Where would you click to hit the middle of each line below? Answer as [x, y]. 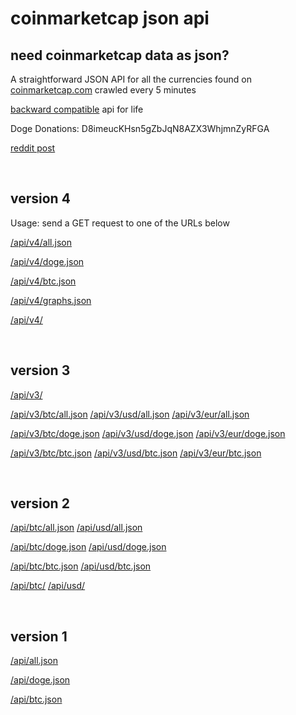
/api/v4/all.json [41, 242]
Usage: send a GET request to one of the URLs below [120, 223]
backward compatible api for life [77, 109]
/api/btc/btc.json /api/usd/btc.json [81, 566]
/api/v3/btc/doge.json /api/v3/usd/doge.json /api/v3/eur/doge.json [148, 433]
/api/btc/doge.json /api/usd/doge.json [88, 547]
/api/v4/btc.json [43, 281]
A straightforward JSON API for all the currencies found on [131, 79]
